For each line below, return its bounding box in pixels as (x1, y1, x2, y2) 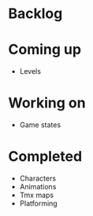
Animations (19, 182, 57, 191)
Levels (19, 67, 42, 76)
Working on (8, 94, 86, 112)
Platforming (19, 199, 58, 208)
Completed (8, 148, 83, 166)
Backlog (8, 5, 63, 23)
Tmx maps (19, 190, 54, 200)
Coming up (8, 41, 81, 59)
